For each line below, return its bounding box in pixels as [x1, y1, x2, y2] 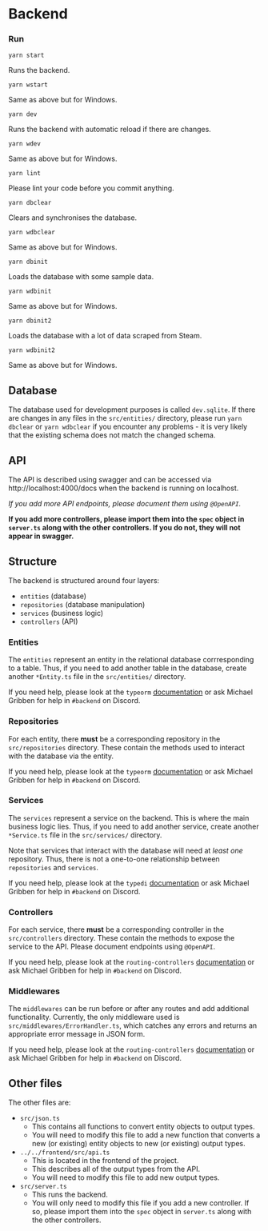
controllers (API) [19, 617, 78, 626]
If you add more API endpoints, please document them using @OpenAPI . [8, 499, 242, 509]
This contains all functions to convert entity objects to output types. [31, 1121, 255, 1132]
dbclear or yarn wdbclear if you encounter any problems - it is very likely [8, 422, 248, 432]
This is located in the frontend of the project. [31, 1156, 179, 1165]
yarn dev [8, 110, 38, 118]
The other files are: [8, 1097, 71, 1108]
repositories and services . [8, 862, 98, 872]
